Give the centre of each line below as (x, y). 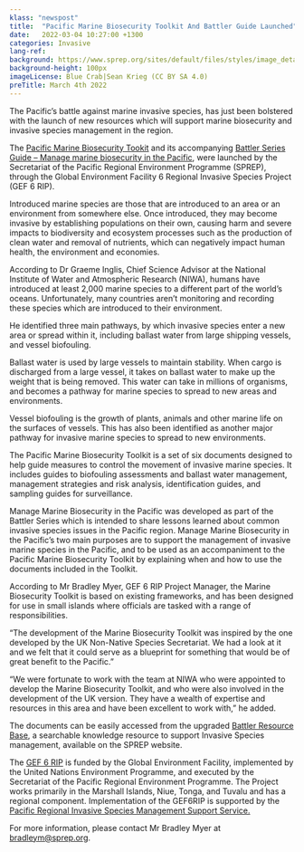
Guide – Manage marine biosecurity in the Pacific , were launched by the (143, 157)
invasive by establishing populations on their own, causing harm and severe (151, 223)
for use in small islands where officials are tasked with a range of (130, 605)
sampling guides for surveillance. (71, 493)
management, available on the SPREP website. (96, 744)
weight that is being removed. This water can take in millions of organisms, (148, 381)
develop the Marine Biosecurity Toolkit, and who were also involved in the (147, 688)
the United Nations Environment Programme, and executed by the (132, 771)
